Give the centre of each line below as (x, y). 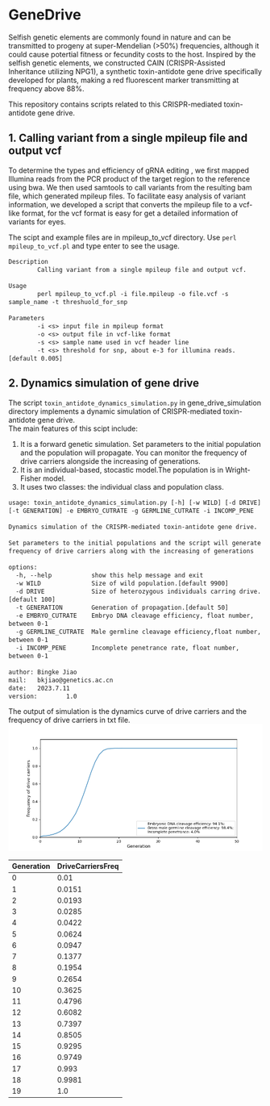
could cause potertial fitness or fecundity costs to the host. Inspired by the (132, 54)
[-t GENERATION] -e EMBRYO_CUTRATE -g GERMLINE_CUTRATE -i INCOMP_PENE (131, 511)
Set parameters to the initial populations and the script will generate (135, 543)
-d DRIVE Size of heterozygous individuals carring (126, 591)
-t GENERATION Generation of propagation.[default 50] (122, 607)
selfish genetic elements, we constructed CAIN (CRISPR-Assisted (117, 63)
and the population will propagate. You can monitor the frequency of (133, 453)
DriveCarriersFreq (88, 866)
